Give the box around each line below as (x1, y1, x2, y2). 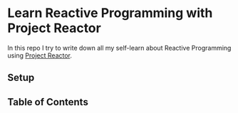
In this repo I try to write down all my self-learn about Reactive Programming (7, 43, 232, 52)
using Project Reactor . (7, 51, 73, 60)
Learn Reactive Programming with (7, 5, 213, 21)
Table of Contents (7, 96, 89, 108)
